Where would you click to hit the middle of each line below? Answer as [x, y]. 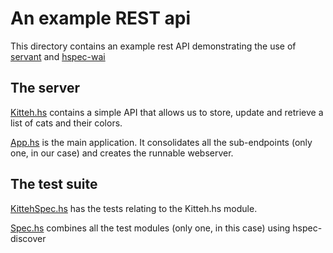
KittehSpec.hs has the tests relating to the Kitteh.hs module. [134, 208]
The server [45, 88]
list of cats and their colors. [66, 123]
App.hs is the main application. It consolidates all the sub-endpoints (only [161, 142]
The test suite [54, 184]
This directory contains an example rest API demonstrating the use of [153, 46]
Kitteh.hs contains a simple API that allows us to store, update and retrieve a [167, 112]
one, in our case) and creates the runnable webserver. [122, 153]
